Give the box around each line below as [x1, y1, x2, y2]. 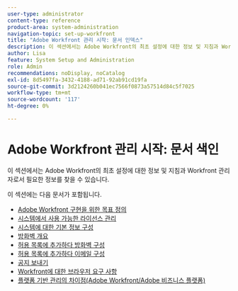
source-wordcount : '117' [7, 96, 81, 103]
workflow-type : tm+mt [7, 89, 72, 96]
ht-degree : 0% [7, 103, 50, 110]
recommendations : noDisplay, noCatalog [7, 69, 125, 76]
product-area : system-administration [7, 23, 119, 30]
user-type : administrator [7, 10, 84, 18]
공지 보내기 [17, 258, 49, 266]
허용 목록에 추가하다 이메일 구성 [17, 249, 105, 258]
